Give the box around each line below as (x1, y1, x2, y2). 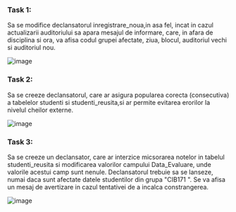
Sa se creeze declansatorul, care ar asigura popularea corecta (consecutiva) (7, 90, 230, 99)
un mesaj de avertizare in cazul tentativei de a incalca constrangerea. (7, 182, 209, 191)
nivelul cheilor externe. (7, 106, 74, 114)
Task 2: (7, 75, 33, 85)
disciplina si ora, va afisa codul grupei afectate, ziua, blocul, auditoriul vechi (7, 36, 228, 44)
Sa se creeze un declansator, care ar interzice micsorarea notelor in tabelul (7, 153, 225, 161)
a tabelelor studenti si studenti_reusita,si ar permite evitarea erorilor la (7, 98, 210, 106)
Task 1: (7, 5, 32, 15)
